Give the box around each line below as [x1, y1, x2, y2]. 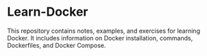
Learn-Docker [7, 4, 88, 20]
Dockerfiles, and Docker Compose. [7, 41, 106, 49]
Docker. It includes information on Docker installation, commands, [7, 33, 193, 42]
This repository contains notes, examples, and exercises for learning [7, 27, 201, 35]
